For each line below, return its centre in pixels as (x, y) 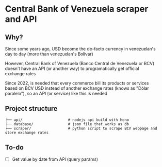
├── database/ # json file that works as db (67, 124)
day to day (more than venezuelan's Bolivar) (49, 54)
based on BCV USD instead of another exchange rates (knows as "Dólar (77, 88)
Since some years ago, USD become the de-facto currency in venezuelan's (81, 49)
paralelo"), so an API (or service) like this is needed (56, 93)
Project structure (31, 109)
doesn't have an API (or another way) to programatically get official (72, 68)
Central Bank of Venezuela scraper (77, 9)
